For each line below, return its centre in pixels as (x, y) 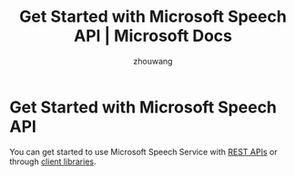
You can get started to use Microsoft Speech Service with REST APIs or (143, 152)
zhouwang (153, 61)
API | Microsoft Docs (153, 36)
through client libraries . (53, 161)
